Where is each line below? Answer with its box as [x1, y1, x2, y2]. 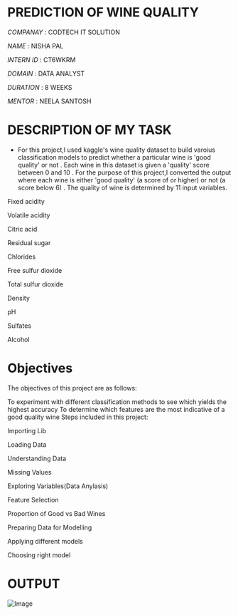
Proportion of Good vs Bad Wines [7, 509, 106, 517]
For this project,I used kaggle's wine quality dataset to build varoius [17, 145, 215, 154]
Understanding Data [7, 454, 67, 462]
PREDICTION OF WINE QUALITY [7, 4, 199, 21]
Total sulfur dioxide [7, 279, 64, 289]
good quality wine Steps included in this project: [7, 413, 148, 421]
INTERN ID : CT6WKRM [7, 55, 76, 64]
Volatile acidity [7, 211, 50, 219]
